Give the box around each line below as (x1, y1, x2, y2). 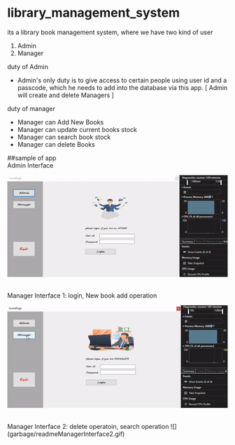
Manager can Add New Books (17, 117, 104, 126)
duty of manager (7, 104, 56, 112)
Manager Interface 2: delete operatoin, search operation (7, 422, 169, 430)
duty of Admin (7, 62, 49, 71)
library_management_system (7, 5, 180, 21)
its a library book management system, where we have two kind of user (7, 28, 213, 36)
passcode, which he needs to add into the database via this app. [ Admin (17, 83, 228, 92)
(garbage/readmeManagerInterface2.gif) (7, 430, 125, 438)
